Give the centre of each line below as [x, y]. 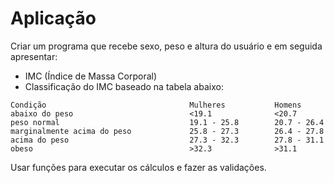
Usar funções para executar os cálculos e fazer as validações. [138, 167]
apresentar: [34, 56]
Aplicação [53, 18]
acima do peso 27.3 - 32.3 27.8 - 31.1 [167, 140]
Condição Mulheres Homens [156, 105]
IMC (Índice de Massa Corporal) [91, 76]
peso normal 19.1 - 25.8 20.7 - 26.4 [167, 122]
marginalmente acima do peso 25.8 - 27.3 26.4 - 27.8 [167, 131]
